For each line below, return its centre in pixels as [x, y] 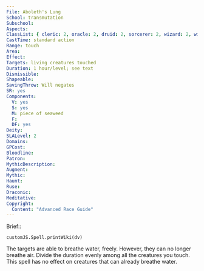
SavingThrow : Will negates [40, 85]
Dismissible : [23, 74]
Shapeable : [20, 79]
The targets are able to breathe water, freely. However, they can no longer [99, 249]
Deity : [15, 130]
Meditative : [21, 198]
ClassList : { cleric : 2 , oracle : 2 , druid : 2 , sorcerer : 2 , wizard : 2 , [99, 35]
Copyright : [20, 204]
